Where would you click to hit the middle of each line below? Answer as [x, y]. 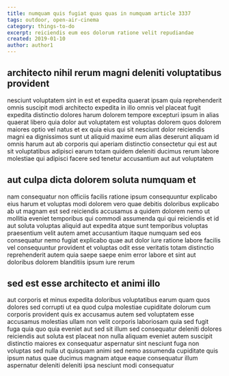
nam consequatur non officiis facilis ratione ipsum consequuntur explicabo [112, 197]
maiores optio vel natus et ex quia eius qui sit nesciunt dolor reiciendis [106, 129]
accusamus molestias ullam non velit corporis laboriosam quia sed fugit [108, 322]
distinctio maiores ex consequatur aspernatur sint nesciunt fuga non [103, 344]
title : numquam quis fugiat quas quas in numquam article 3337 [99, 13]
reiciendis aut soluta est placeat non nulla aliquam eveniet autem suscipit [110, 336]
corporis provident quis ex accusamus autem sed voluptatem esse [101, 314]
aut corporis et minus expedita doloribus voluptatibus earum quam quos [109, 300]
